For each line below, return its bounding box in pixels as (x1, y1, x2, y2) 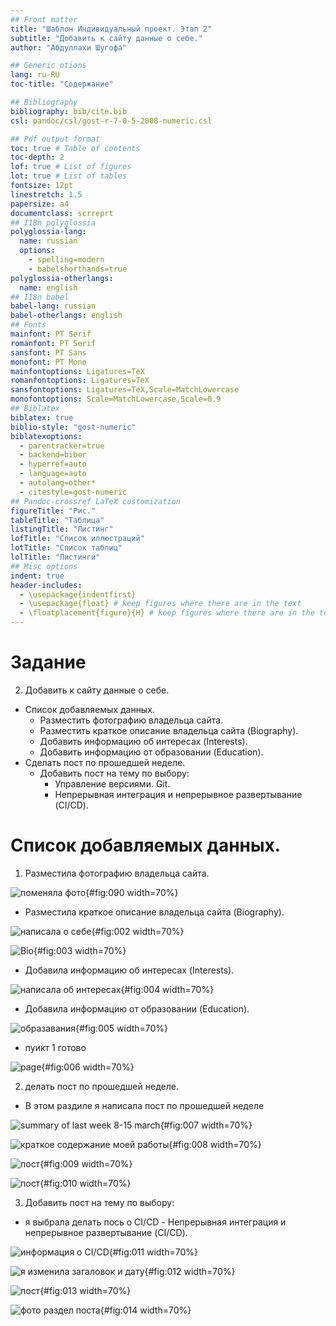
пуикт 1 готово (24, 1041, 87, 1053)
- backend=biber (19, 450, 87, 460)
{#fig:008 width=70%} (168, 1138, 262, 1150)
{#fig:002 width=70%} (91, 925, 185, 937)
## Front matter (10, 14, 78, 25)
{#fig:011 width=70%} (108, 1246, 198, 1258)
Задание (10, 651, 87, 674)
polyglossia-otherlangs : (10, 273, 114, 283)
